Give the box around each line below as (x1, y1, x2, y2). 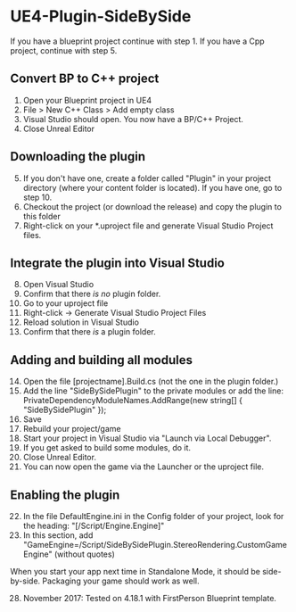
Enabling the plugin (10, 487, 120, 502)
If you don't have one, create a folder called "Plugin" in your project (22, 172, 271, 184)
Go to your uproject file (22, 298, 109, 309)
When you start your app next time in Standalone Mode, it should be (10, 567, 261, 576)
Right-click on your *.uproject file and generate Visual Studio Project (22, 220, 274, 231)
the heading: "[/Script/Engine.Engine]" (22, 520, 165, 531)
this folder (22, 211, 61, 221)
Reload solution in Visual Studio (22, 317, 139, 327)
